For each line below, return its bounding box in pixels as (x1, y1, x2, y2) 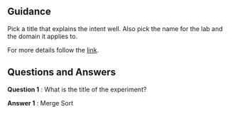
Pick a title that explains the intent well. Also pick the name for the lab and (7, 24, 224, 33)
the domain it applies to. (7, 32, 78, 40)
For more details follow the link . (7, 45, 99, 54)
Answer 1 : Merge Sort (7, 98, 74, 107)
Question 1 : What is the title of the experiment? (7, 85, 147, 93)
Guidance (7, 6, 51, 18)
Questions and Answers (7, 67, 116, 79)
